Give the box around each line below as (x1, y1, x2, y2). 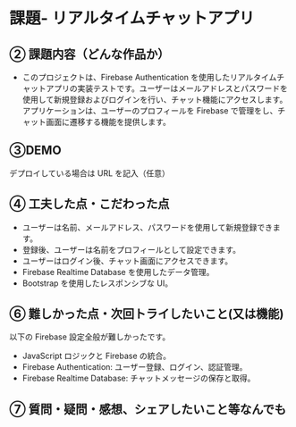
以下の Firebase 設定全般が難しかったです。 (9, 331, 171, 342)
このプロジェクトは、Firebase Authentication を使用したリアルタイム (21, 72, 277, 82)
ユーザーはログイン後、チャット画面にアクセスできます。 (21, 255, 233, 266)
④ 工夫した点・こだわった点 (9, 197, 170, 212)
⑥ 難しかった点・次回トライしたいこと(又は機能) (9, 306, 284, 322)
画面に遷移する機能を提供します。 (46, 117, 172, 127)
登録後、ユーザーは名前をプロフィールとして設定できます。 (21, 244, 241, 255)
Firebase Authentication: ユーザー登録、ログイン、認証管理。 (21, 362, 248, 373)
